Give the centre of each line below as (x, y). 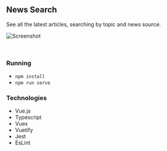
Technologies (26, 98)
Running (19, 63)
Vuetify (24, 130)
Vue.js (23, 111)
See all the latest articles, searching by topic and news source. (83, 24)
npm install (30, 77)
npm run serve (32, 83)
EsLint (23, 143)
